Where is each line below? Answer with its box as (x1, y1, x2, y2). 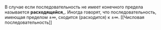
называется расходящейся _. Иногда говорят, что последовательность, (4, 9, 157, 15)
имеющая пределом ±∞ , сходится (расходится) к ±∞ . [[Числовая (4, 15, 145, 20)
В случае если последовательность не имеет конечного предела (4, 4, 143, 10)
